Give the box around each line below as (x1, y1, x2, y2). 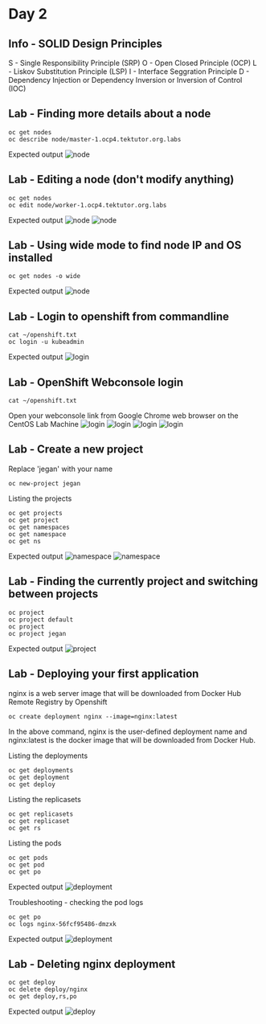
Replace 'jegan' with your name (8, 464, 113, 473)
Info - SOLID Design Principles (8, 37, 163, 51)
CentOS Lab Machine (8, 420, 79, 429)
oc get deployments (8, 766, 74, 774)
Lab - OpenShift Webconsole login (8, 375, 183, 389)
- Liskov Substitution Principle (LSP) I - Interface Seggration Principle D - (8, 67, 250, 76)
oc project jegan (8, 629, 67, 637)
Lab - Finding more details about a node (8, 107, 211, 121)
